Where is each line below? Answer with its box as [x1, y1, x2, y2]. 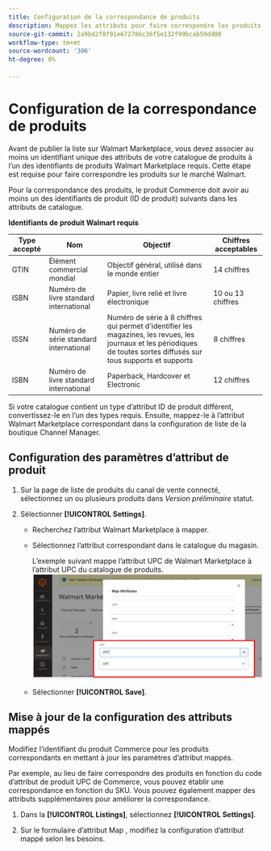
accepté [13, 244, 42, 254]
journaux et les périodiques [107, 339, 198, 348]
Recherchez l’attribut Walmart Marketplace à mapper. [31, 524, 210, 534]
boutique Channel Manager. [8, 428, 101, 437]
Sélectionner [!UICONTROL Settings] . [19, 509, 147, 519]
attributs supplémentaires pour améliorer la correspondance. [8, 795, 211, 804]
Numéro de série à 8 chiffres [107, 313, 202, 323]
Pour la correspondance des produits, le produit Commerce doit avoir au [8, 185, 249, 194]
